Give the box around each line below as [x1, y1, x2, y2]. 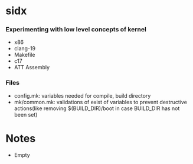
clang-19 [14, 45, 36, 52]
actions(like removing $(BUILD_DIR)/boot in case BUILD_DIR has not [14, 105, 180, 112]
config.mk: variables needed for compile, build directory [14, 92, 151, 99]
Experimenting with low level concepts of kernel [5, 25, 147, 34]
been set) [14, 111, 38, 118]
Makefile [14, 52, 35, 59]
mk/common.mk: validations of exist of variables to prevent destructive [14, 98, 187, 105]
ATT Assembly [14, 64, 50, 71]
